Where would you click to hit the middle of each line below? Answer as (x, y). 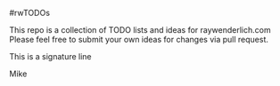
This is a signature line (50, 56)
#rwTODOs (30, 13)
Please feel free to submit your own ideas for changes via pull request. (139, 39)
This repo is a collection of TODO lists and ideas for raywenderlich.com (140, 30)
